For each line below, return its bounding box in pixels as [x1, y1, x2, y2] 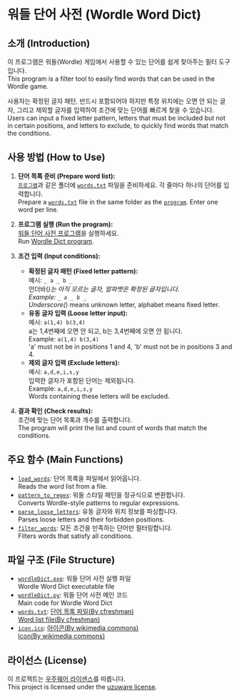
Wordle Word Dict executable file [17, 582, 115, 591]
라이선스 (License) [7, 654, 87, 667]
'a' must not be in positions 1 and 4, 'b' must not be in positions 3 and [28, 342, 233, 351]
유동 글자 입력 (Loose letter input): [28, 309, 128, 317]
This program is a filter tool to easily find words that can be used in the [7, 74, 215, 83]
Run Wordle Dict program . [17, 236, 94, 245]
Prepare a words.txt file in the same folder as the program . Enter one [17, 197, 219, 206]
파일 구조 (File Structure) [7, 554, 116, 567]
